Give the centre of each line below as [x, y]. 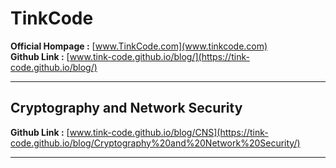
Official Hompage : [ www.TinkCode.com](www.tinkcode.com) [139, 46]
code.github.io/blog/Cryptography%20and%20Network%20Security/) [155, 143]
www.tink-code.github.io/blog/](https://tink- [159, 56]
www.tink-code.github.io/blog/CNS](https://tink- [169, 132]
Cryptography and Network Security [126, 108]
